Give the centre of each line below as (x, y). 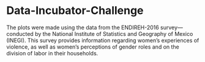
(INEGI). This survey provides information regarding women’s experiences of (103, 40)
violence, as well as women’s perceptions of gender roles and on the (93, 47)
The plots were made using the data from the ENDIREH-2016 (83, 27)
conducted (20, 33)
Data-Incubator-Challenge (75, 11)
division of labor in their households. (52, 53)
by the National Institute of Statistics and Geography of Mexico (114, 33)
